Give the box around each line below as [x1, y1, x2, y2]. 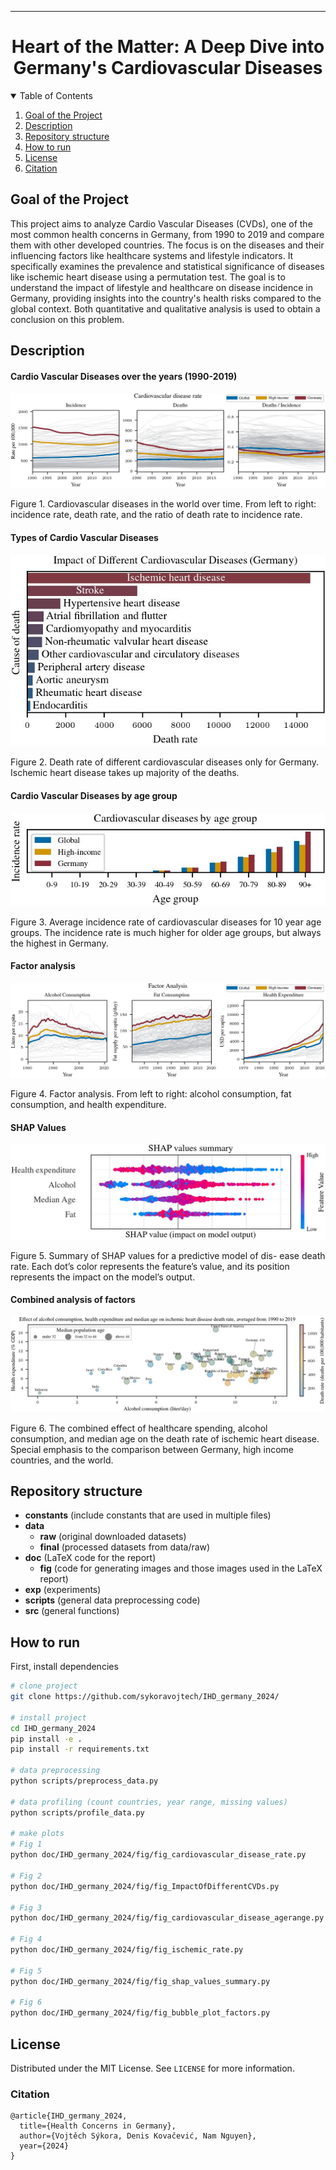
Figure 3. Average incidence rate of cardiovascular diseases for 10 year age [10, 916, 322, 928]
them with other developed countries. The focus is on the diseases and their [10, 239, 325, 251]
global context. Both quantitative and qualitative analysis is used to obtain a [10, 302, 321, 315]
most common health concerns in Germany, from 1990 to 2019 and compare [10, 228, 325, 240]
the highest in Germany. [10, 937, 109, 949]
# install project [10, 1712, 87, 1723]
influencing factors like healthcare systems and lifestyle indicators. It [10, 249, 294, 261]
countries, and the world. [10, 1454, 114, 1466]
